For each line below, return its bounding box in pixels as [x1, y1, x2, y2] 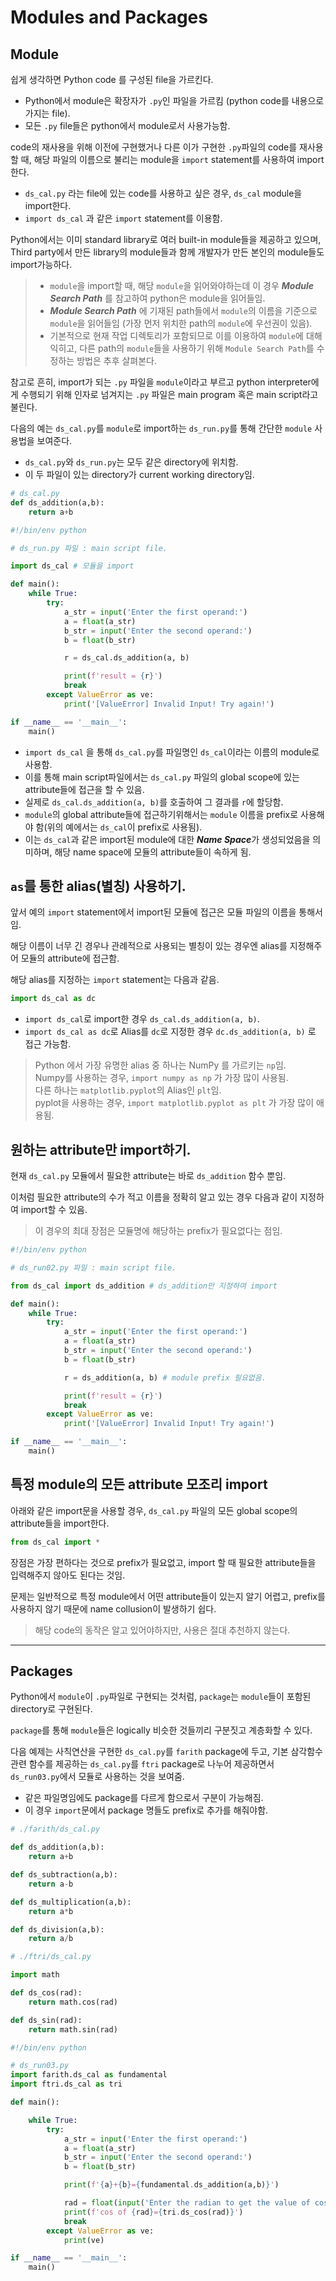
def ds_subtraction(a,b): [10, 1870, 118, 1880]
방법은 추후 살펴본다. [76, 355, 157, 366]
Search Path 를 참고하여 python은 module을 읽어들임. [49, 292, 266, 304]
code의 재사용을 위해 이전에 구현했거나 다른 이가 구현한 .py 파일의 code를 [10, 141, 298, 153]
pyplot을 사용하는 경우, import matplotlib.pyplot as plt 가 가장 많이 [34, 1097, 315, 1109]
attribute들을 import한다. [10, 1517, 110, 1529]
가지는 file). [24, 107, 71, 119]
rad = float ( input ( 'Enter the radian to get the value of [63, 2198, 311, 2208]
